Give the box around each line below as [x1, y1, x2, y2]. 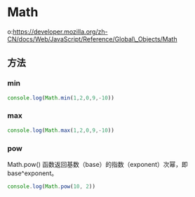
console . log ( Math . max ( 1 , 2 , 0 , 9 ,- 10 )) [7, 127, 114, 134]
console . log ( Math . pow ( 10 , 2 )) [7, 183, 96, 190]
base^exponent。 [7, 169, 58, 177]
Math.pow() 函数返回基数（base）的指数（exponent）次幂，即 [7, 160, 188, 168]
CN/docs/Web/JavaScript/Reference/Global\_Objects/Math [7, 34, 177, 43]
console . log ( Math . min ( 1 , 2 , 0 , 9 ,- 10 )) [7, 94, 114, 102]
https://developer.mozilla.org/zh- [13, 27, 108, 36]
